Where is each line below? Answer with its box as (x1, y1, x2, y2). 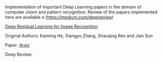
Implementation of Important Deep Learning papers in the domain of (5, 4, 142, 10)
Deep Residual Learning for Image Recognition (5, 24, 98, 29)
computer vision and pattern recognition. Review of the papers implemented (5, 9, 158, 15)
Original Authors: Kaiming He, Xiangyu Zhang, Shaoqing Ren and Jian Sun (5, 33, 153, 38)
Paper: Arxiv (5, 42, 30, 48)
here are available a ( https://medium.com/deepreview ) (5, 14, 114, 20)
